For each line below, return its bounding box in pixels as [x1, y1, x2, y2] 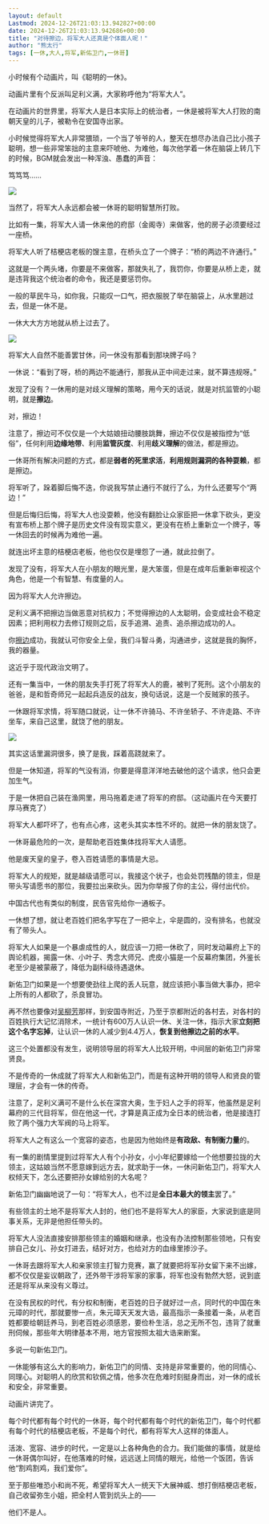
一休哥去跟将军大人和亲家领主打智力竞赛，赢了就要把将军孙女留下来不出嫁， [8, 1261, 261, 1269]
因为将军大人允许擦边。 [8, 591, 86, 601]
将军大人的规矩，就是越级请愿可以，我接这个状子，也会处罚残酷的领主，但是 [8, 871, 261, 880]
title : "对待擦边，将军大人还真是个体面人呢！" [8, 34, 148, 43]
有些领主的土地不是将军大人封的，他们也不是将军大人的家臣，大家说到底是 [8, 1206, 254, 1216]
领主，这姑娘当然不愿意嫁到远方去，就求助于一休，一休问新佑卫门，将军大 [8, 1162, 254, 1172]
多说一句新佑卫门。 [8, 1345, 72, 1354]
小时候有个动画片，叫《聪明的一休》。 [8, 72, 131, 81]
